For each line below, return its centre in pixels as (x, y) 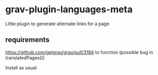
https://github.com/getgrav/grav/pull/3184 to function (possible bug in (79, 52)
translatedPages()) (25, 58)
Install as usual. (22, 67)
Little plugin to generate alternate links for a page (57, 24)
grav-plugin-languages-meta (69, 10)
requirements (27, 40)
